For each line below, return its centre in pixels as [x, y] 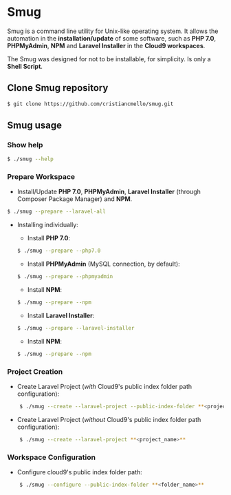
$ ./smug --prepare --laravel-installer [76, 328]
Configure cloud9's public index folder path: [79, 472]
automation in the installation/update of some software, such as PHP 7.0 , [112, 38]
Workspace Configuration [52, 457]
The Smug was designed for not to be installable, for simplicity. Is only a [109, 59]
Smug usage [35, 126]
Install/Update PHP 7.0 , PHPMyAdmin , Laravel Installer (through [109, 192]
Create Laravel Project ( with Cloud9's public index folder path [104, 387]
